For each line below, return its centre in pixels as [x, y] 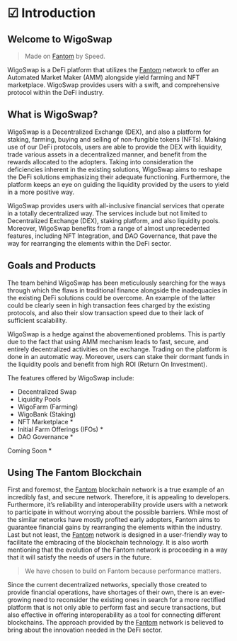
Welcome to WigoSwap [60, 39]
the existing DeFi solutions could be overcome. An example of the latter [111, 297]
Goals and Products [52, 266]
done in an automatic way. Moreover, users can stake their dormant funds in [118, 356]
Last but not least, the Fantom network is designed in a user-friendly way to [117, 535]
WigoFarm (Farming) [48, 407]
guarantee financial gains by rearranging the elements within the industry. [115, 527]
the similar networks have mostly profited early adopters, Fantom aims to [114, 520]
